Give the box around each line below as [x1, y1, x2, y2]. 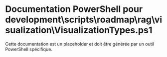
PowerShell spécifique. [5, 46, 52, 52]
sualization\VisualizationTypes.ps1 [5, 25, 153, 36]
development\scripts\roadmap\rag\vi [5, 14, 163, 25]
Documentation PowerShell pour [5, 3, 143, 15]
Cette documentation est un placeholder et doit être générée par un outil [5, 41, 155, 47]
